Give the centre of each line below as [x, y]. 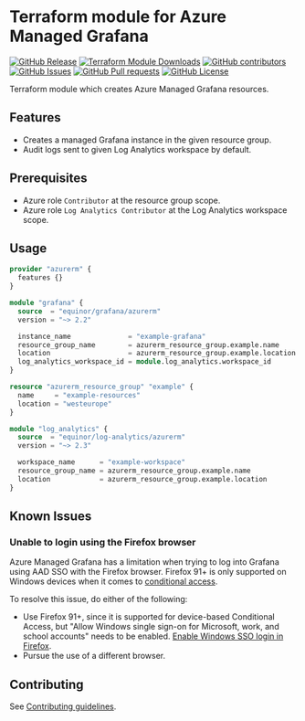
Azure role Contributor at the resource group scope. [121, 200]
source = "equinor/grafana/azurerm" [89, 311]
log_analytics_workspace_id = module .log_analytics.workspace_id [145, 362]
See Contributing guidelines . [63, 706]
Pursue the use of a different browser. [94, 656]
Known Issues [51, 517]
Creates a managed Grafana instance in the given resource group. [147, 140]
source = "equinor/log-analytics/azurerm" [101, 437]
